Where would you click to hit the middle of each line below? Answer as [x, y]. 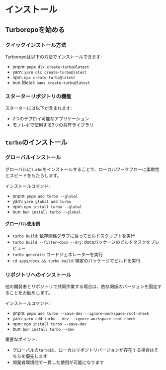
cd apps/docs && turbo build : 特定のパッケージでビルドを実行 [76, 261]
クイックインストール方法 [36, 45]
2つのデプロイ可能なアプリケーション [51, 119]
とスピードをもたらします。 [33, 175]
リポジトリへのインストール [38, 275]
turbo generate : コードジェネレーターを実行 [58, 255]
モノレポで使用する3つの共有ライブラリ [53, 125]
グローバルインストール [33, 158]
